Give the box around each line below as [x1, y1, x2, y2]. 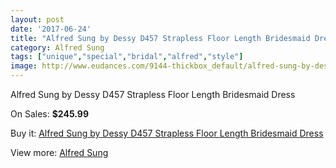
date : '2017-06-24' [10, 24, 92, 34]
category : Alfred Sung [10, 42, 105, 53]
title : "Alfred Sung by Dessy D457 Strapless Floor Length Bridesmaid [10, 33, 311, 43]
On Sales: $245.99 [10, 108, 89, 120]
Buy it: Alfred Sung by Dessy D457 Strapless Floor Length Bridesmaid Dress [10, 127, 324, 139]
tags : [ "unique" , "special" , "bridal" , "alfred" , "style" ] [10, 52, 244, 62]
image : [10, 61, 38, 71]
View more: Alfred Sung [10, 147, 109, 158]
